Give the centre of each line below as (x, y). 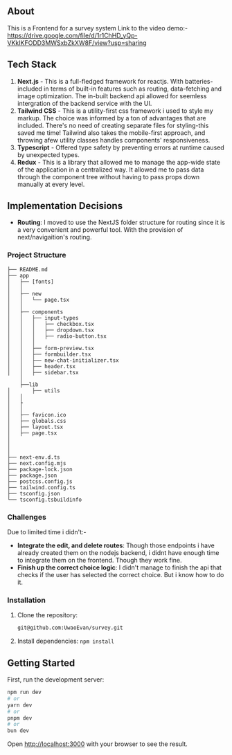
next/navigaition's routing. (54, 237)
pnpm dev (20, 718)
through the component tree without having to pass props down (108, 176)
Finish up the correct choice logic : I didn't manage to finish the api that (119, 567)
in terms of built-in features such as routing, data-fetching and (133, 89)
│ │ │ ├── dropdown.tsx (51, 330)
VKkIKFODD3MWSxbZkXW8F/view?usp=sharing (77, 43)
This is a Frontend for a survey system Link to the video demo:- (98, 28)
